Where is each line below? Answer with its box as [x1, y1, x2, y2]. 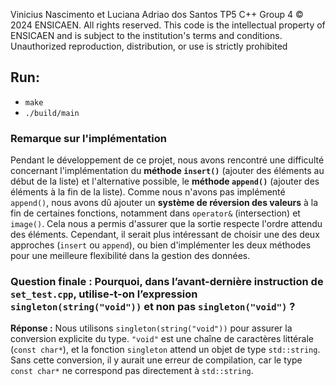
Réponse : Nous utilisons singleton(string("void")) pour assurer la [10, 322, 293, 334]
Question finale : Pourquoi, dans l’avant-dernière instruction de [10, 275, 324, 289]
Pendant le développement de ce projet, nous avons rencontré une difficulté [10, 154, 325, 166]
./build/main [24, 108, 80, 118]
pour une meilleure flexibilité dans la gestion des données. [10, 250, 251, 262]
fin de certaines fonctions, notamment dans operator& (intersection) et [10, 207, 301, 219]
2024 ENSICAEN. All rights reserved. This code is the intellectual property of [10, 19, 326, 31]
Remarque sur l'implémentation [10, 131, 167, 145]
